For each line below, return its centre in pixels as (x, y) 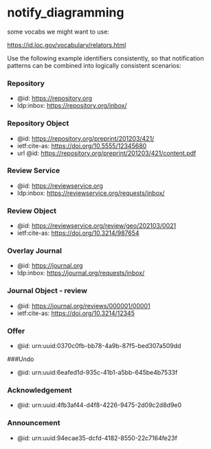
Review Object (32, 211)
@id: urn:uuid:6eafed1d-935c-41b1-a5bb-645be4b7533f (97, 373)
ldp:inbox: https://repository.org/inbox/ (72, 106)
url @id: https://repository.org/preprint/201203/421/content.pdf (107, 153)
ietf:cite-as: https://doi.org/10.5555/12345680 (82, 146)
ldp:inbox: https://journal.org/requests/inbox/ (81, 273)
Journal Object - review (47, 291)
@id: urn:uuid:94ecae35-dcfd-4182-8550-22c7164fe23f (97, 438)
